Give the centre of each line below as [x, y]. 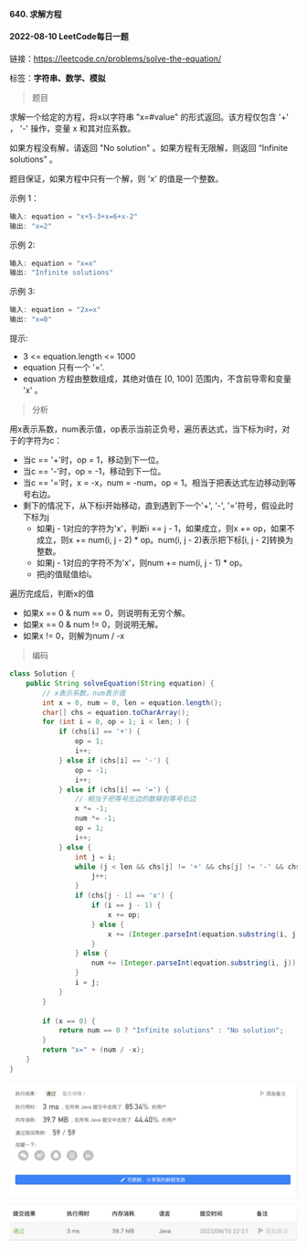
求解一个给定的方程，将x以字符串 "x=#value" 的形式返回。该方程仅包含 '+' [149, 117]
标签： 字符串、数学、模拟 [58, 78]
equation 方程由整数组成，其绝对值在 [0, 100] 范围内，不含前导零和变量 [157, 379]
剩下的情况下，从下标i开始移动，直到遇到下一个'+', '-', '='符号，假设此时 [158, 506]
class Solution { [42, 674]
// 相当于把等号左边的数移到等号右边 [135, 799]
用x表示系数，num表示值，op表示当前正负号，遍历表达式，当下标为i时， [146, 429]
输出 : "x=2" [31, 226]
